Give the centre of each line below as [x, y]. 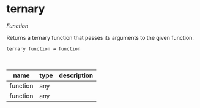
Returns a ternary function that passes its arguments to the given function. [100, 37]
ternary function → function [43, 49]
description [76, 75]
